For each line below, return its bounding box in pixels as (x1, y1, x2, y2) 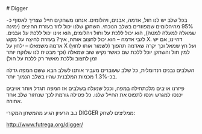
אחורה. (6, 98, 22, 104)
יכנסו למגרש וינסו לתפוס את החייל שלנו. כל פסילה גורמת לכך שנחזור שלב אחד (6, 91, 183, 98)
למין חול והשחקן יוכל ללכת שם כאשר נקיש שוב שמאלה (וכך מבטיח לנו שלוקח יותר (6, 48, 190, 56)
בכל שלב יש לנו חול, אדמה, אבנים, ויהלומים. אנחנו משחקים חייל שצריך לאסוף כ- (6, 16, 188, 24)
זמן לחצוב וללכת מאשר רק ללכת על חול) (6, 55, 98, 62)
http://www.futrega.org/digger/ (6, 121, 83, 128)
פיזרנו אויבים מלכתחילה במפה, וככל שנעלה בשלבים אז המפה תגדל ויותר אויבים (6, 85, 185, 92)
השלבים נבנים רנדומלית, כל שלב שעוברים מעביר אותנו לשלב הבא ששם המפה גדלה (6, 66, 195, 74)
